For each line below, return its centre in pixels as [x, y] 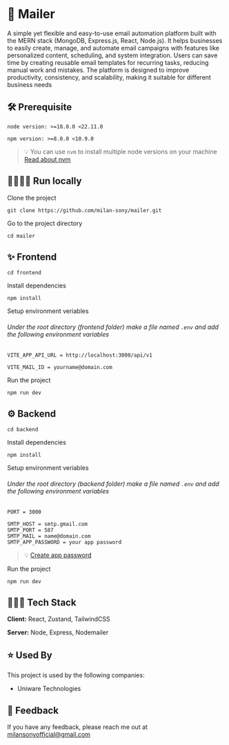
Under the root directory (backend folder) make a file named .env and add [113, 484]
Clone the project [32, 198]
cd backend [23, 430]
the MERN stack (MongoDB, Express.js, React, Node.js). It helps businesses [115, 40]
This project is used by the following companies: [76, 675]
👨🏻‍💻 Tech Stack [42, 602]
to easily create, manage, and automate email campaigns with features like [113, 48]
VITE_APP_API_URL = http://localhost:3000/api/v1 [80, 355]
